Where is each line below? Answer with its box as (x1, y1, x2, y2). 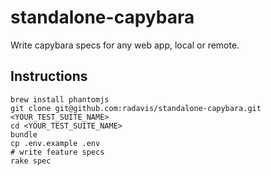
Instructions (10, 68, 88, 85)
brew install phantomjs (10, 94, 110, 105)
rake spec (10, 156, 52, 166)
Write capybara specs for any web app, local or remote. (10, 39, 240, 51)
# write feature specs (10, 147, 105, 157)
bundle (10, 129, 38, 140)
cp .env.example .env (10, 138, 101, 148)
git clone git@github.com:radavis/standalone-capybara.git (10, 103, 262, 113)
